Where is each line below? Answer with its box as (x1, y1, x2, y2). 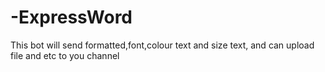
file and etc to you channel (10, 49, 120, 61)
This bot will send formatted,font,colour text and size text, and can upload (10, 39, 315, 51)
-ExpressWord (10, 6, 133, 29)
